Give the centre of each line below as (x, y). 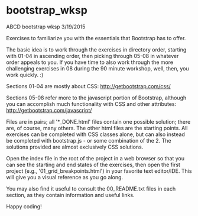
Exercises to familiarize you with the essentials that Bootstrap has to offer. (96, 38)
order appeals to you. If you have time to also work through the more (90, 62)
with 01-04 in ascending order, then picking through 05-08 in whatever (92, 56)
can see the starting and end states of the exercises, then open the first (93, 165)
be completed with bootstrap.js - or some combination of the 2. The (89, 140)
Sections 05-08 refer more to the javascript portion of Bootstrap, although (96, 98)
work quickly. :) (25, 75)
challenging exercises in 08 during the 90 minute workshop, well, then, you (98, 68)
